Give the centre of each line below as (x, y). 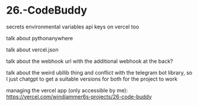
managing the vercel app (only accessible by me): (67, 90)
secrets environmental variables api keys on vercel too (73, 27)
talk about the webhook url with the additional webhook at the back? (90, 61)
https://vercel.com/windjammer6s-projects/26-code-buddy (79, 97)
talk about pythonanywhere (39, 38)
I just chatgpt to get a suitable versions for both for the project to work (92, 79)
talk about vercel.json (32, 49)
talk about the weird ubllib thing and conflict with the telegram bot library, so (99, 72)
